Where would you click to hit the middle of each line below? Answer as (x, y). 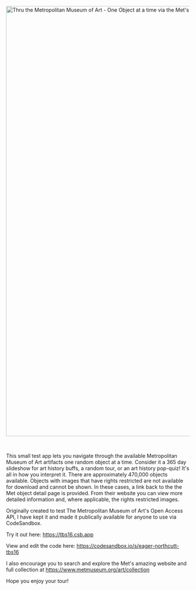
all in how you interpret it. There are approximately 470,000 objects (87, 474)
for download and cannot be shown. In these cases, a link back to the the (94, 487)
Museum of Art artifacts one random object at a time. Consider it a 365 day (96, 462)
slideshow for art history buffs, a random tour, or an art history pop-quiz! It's (98, 468)
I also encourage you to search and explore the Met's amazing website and (96, 563)
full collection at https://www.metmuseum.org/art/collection (78, 570)
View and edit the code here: (41, 546)
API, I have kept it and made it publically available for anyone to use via (91, 517)
